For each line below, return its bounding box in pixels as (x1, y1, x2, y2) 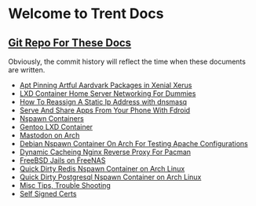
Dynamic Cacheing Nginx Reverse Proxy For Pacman (19, 147, 191, 156)
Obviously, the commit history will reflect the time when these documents (8, 57, 246, 66)
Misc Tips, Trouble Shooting (19, 181, 112, 189)
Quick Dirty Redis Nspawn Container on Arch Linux (19, 164, 185, 173)
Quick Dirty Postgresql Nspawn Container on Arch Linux (19, 172, 202, 182)
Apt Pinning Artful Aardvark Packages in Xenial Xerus (19, 80, 192, 90)
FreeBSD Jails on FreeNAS (19, 156, 106, 165)
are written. (8, 65, 46, 75)
